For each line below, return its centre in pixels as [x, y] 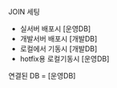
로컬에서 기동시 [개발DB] [58, 49]
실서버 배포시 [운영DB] [55, 29]
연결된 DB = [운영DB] [42, 76]
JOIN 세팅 [24, 12]
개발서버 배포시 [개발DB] [58, 39]
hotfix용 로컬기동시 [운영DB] [65, 59]
